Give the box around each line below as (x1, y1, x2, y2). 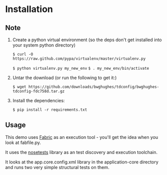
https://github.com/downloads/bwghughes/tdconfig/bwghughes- (28, 84, 159, 89)
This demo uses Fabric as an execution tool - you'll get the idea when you (5, 134, 158, 140)
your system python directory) (12, 42, 76, 48)
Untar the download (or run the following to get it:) (12, 75, 117, 81)
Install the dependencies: (12, 98, 65, 103)
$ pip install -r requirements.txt (12, 107, 88, 112)
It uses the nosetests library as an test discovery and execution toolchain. (5, 149, 157, 155)
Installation (5, 4, 53, 15)
